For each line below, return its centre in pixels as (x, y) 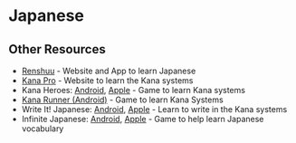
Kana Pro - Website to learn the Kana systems (107, 81)
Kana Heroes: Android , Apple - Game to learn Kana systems (134, 90)
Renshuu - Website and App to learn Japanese (109, 71)
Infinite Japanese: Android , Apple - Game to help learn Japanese (143, 119)
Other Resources (57, 49)
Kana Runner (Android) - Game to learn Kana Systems (122, 100)
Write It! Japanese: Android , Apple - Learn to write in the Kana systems (154, 109)
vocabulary (43, 129)
